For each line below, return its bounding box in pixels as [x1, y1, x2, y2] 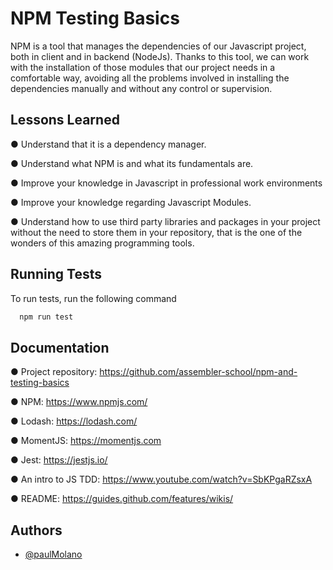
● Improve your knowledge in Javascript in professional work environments [10, 177, 323, 189]
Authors [10, 522, 63, 539]
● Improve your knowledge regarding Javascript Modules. [10, 196, 252, 208]
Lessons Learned [10, 112, 120, 129]
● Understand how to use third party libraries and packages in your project [10, 215, 321, 227]
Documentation [10, 339, 110, 356]
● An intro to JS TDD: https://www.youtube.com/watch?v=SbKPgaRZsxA [10, 473, 313, 486]
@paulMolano [24, 548, 83, 561]
